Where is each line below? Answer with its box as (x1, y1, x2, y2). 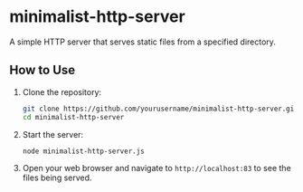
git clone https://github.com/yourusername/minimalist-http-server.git (22, 104, 298, 113)
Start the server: (22, 129, 84, 139)
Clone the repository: (22, 86, 102, 97)
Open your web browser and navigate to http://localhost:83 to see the (22, 163, 291, 174)
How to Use (9, 62, 76, 78)
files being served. (22, 172, 92, 183)
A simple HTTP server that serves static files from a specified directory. (9, 36, 276, 47)
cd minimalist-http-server (22, 112, 125, 121)
